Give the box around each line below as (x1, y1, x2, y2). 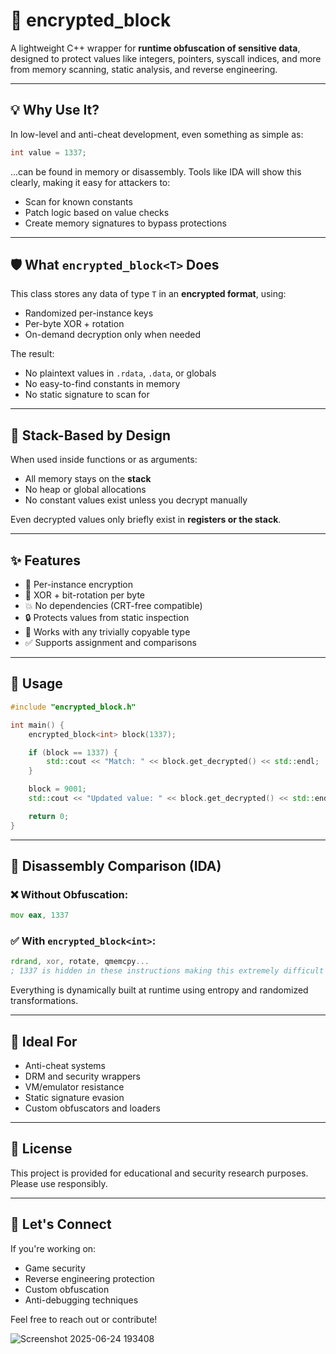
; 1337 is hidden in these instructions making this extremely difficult (10, 966, 325, 976)
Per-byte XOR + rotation (24, 318, 125, 330)
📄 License (10, 1140, 73, 1158)
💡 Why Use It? (10, 102, 100, 119)
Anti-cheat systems (24, 1060, 106, 1072)
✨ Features (10, 552, 81, 569)
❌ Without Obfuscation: (10, 887, 129, 901)
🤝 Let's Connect (10, 1216, 112, 1233)
